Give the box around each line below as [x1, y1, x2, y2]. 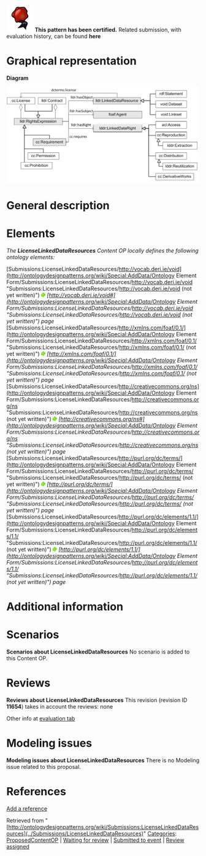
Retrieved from [6, 817, 44, 824]
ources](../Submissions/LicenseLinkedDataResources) [6, 830, 144, 837]
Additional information [6, 600, 124, 614]
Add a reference [6, 804, 48, 812]
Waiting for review [63, 836, 109, 844]
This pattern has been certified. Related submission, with [34, 26, 182, 33]
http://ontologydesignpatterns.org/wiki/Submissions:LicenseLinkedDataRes [8, 823, 199, 830]
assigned [6, 843, 29, 850]
